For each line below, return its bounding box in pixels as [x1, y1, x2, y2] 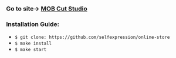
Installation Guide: [6, 20, 60, 28]
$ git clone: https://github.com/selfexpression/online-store [14, 34, 170, 41]
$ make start [14, 47, 47, 53]
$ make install [14, 41, 52, 46]
